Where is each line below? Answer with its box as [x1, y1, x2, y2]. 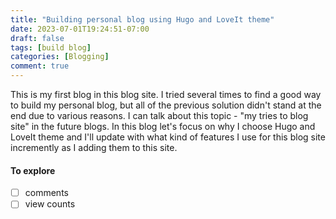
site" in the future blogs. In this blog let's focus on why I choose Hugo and [10, 121, 316, 132]
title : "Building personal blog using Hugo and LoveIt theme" [10, 14, 275, 25]
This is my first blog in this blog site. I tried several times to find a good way [10, 89, 322, 100]
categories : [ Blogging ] [10, 52, 110, 62]
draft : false [10, 33, 65, 43]
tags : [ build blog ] [10, 42, 92, 53]
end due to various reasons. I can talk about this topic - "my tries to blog [10, 110, 309, 121]
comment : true [10, 61, 70, 71]
